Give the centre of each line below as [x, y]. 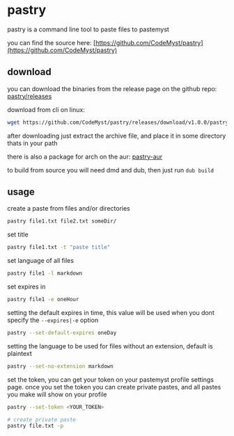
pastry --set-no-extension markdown [60, 366]
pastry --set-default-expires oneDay [62, 332]
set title [18, 234]
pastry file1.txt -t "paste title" [59, 248]
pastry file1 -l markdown [45, 273]
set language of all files [41, 261]
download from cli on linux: [46, 109]
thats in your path [32, 143]
